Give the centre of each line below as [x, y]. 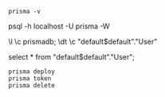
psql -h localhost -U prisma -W [59, 26]
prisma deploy [32, 72]
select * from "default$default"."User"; [72, 57]
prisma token [30, 79]
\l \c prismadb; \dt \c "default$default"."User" [83, 41]
